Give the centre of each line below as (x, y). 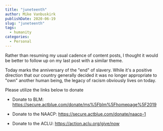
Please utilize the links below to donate (44, 90)
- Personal (21, 42)
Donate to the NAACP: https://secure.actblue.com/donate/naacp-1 (79, 114)
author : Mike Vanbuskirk (30, 14)
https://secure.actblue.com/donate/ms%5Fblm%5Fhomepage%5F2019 (84, 104)
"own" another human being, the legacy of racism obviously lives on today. (81, 80)
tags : (11, 28)
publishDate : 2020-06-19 (30, 19)
